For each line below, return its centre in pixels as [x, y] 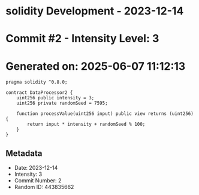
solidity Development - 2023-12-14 [95, 11]
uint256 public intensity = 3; [55, 98]
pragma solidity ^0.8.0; [37, 82]
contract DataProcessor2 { [39, 93]
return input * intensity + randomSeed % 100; [86, 125]
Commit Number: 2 [38, 181]
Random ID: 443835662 [44, 187]
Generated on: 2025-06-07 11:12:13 [96, 66]
